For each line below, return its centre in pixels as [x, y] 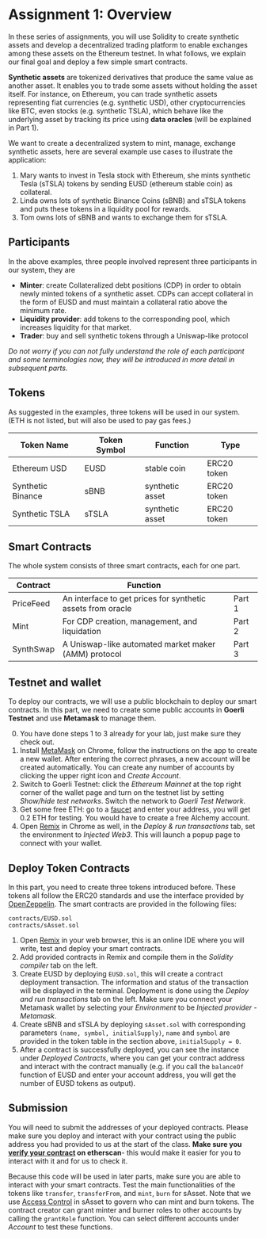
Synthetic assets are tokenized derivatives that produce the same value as [131, 77]
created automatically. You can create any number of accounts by [127, 767]
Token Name [44, 445]
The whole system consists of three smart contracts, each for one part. [124, 566]
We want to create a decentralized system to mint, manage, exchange [122, 143]
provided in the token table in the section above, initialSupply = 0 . [130, 1041]
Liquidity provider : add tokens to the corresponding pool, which [125, 319]
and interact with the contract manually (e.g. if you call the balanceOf [131, 1066]
